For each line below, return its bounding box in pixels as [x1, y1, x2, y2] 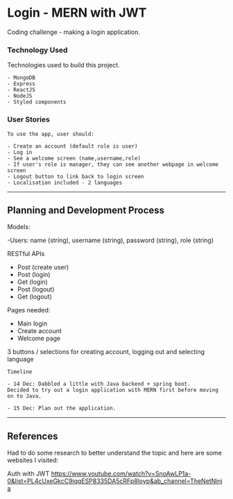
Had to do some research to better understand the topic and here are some [7, 449, 222, 457]
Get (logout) [17, 293, 52, 301]
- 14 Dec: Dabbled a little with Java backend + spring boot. [7, 380, 191, 388]
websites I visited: [7, 456, 59, 464]
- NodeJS [7, 92, 33, 100]
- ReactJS [7, 87, 36, 94]
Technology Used [7, 45, 68, 55]
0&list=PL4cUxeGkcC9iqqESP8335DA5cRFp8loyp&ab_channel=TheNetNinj [7, 477, 223, 485]
